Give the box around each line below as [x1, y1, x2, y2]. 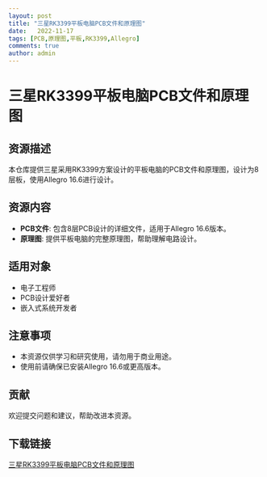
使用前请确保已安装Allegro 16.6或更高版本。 [19, 361, 165, 372]
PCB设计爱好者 [19, 293, 71, 302]
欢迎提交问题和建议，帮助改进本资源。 [8, 411, 136, 420]
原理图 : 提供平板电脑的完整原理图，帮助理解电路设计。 [19, 234, 202, 243]
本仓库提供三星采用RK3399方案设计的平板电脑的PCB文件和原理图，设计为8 [8, 165, 260, 174]
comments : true [8, 42, 60, 50]
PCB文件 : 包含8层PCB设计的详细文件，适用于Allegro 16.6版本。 [19, 223, 232, 233]
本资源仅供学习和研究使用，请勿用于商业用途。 [19, 352, 176, 361]
